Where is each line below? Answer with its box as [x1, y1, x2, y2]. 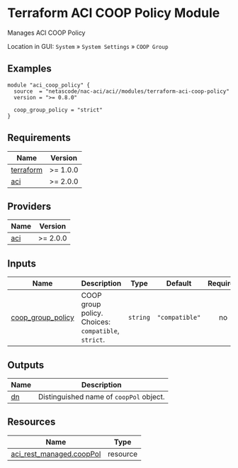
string [128, 313, 151, 322]
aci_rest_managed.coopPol [11, 449, 101, 459]
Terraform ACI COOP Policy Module [7, 5, 220, 21]
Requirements [7, 132, 71, 144]
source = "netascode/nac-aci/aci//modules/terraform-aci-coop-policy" [13, 87, 230, 95]
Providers [7, 200, 52, 212]
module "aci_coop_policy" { [7, 82, 91, 89]
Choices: [81, 317, 111, 327]
